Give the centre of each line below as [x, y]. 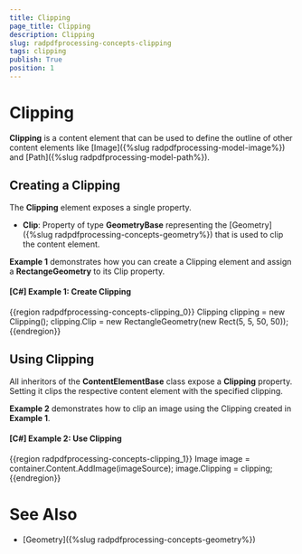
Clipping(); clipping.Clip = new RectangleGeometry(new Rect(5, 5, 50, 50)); [149, 321]
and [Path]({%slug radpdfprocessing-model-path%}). [110, 157]
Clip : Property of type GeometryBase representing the [125, 225]
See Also [43, 515]
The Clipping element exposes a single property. [100, 207]
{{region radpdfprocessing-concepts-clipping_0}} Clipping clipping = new [147, 312]
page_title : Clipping [50, 26]
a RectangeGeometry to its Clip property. [87, 271]
